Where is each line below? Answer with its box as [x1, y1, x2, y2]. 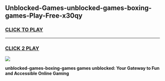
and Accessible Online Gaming [5, 70, 69, 76]
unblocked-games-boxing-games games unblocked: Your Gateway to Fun [5, 65, 160, 71]
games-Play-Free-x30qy [5, 12, 82, 20]
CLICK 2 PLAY [5, 45, 39, 52]
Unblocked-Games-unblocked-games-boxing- [5, 4, 152, 12]
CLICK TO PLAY [5, 27, 43, 33]
